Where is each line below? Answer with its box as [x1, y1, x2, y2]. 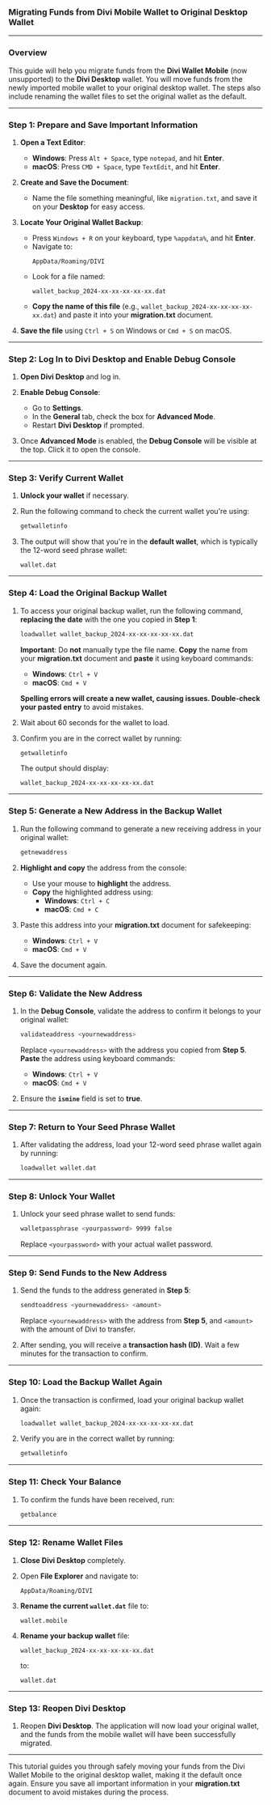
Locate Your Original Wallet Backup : [19, 217, 144, 227]
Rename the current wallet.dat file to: [19, 1601, 149, 1611]
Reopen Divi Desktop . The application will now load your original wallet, [19, 1721, 260, 1731]
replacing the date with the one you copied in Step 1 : [19, 614, 198, 624]
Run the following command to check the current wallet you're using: [19, 507, 250, 516]
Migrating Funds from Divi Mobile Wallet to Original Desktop [8, 6, 248, 18]
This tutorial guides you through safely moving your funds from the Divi [8, 1761, 246, 1771]
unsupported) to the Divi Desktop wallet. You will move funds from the [8, 74, 244, 83]
